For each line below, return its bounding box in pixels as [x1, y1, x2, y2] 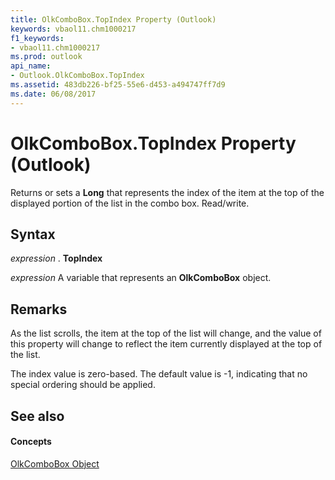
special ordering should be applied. [10, 379, 156, 391]
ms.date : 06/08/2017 [10, 89, 97, 99]
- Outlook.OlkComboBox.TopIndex [10, 71, 145, 81]
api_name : [10, 61, 52, 71]
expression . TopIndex [10, 252, 103, 265]
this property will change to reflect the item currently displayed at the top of [10, 338, 323, 350]
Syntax [10, 226, 56, 243]
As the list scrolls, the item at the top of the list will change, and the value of [10, 327, 322, 340]
